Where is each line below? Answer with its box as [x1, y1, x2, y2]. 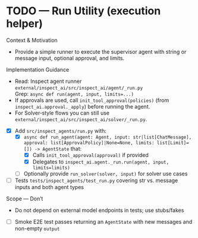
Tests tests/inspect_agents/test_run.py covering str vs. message [14, 177, 178, 184]
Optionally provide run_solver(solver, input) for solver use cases [23, 170, 188, 177]
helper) [6, 17, 43, 30]
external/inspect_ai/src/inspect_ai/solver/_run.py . [14, 115, 147, 123]
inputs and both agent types [14, 184, 84, 191]
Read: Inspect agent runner [14, 78, 82, 85]
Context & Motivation [6, 36, 58, 44]
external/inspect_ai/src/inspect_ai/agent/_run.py [14, 85, 143, 91]
